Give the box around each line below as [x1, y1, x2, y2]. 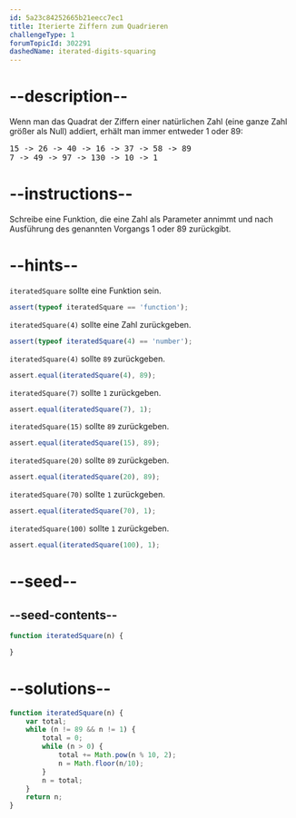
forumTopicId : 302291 [9, 38, 92, 48]
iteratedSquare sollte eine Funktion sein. [9, 285, 162, 296]
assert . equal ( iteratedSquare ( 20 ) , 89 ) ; [9, 473, 161, 482]
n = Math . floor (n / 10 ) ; [57, 759, 144, 768]
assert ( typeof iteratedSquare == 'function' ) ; [9, 302, 189, 311]
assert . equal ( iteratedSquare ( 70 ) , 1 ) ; [9, 507, 156, 516]
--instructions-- [9, 183, 133, 204]
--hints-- [9, 255, 79, 276]
